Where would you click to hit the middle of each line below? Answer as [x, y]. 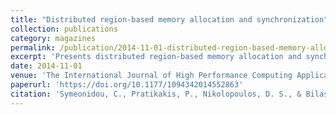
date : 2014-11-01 [46, 66]
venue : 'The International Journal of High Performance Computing [151, 76]
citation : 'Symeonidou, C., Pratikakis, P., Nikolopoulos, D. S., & [156, 94]
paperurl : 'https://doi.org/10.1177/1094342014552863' [127, 85]
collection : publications [64, 29]
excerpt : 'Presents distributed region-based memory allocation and [156, 57]
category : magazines [53, 38]
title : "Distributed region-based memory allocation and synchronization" [169, 19]
